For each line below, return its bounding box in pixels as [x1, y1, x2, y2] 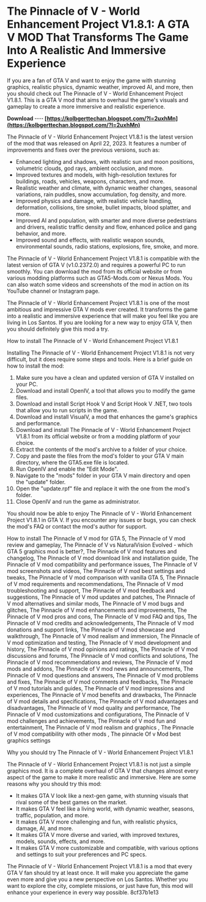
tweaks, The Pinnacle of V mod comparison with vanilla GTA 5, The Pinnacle [7, 574, 199, 581]
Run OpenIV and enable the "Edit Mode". [15, 465, 119, 472]
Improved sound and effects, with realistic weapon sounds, [15, 236, 165, 244]
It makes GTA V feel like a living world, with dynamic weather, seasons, [15, 805, 195, 812]
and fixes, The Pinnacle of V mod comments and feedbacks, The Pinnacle [7, 678, 193, 685]
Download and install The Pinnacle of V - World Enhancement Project [15, 426, 191, 433]
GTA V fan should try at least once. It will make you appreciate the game [7, 869, 189, 876]
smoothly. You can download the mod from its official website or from [7, 268, 182, 275]
